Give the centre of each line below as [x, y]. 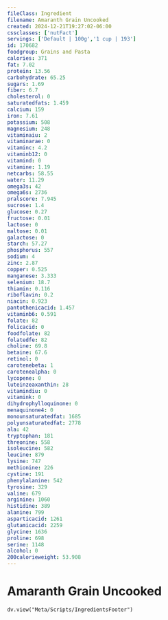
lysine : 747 [24, 462]
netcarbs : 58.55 [30, 173]
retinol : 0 [23, 359]
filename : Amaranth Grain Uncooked [58, 20]
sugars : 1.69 [26, 84]
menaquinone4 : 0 [30, 410]
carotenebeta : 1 [30, 365]
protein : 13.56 [29, 71]
